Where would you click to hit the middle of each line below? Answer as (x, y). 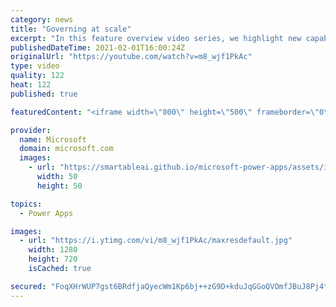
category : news (42, 19)
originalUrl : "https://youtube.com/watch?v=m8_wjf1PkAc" (131, 57)
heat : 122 (31, 85)
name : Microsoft (53, 139)
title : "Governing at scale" (71, 29)
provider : (31, 130)
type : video (35, 66)
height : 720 (53, 259)
